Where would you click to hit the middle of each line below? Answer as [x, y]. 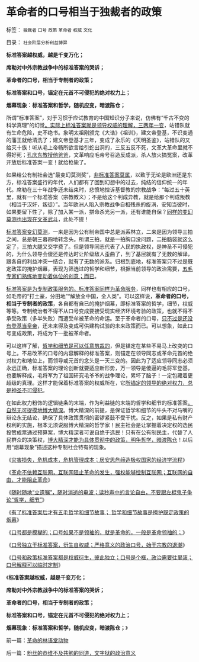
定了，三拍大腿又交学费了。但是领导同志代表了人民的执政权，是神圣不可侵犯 [99, 246]
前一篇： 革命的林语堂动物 [37, 640]
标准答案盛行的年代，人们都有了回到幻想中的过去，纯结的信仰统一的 [99, 182]
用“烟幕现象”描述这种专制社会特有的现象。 [58, 447]
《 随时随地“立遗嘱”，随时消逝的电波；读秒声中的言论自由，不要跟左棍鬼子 [97, 492]
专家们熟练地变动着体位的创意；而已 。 [53, 276]
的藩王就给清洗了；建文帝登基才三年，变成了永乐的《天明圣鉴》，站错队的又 [98, 140]
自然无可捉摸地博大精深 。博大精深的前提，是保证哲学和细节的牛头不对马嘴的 [99, 410]
